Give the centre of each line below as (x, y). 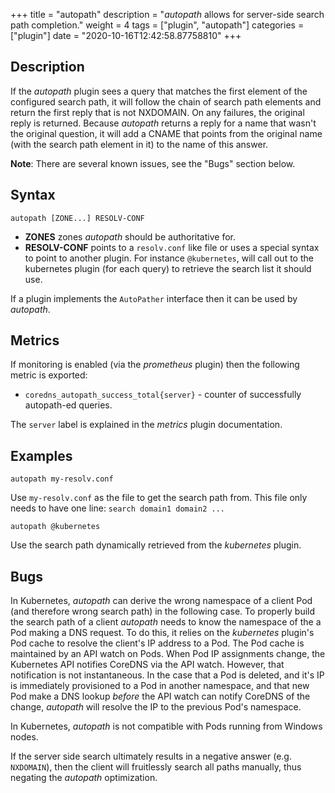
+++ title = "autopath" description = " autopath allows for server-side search (167, 14)
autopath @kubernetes (55, 527)
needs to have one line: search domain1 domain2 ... (117, 508)
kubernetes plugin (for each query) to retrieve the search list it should (168, 268)
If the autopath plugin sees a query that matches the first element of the (159, 91)
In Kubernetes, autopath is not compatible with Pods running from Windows (166, 726)
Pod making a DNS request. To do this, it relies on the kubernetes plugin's (162, 633)
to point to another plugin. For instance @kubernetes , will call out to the (169, 258)
